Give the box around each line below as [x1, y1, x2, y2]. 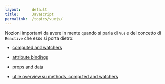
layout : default [5, 7, 48, 12]
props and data [12, 64, 43, 70]
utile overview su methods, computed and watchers [12, 74, 118, 80]
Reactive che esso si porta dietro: [5, 35, 74, 41]
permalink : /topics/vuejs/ [5, 16, 63, 21]
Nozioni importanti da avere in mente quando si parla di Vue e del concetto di [5, 30, 161, 36]
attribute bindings [12, 54, 48, 60]
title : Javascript [5, 12, 54, 17]
